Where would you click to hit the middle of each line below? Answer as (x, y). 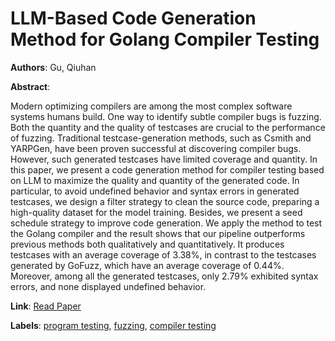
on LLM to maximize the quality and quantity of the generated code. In (155, 180)
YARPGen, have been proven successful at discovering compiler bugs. (156, 148)
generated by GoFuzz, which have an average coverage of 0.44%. (147, 265)
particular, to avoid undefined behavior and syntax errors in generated (155, 191)
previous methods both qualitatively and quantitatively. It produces (147, 244)
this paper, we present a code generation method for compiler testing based (167, 169)
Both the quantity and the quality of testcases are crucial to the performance (168, 127)
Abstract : (30, 86)
